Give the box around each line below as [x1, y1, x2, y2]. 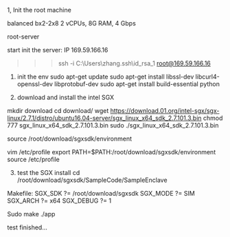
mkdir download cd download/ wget [7, 107, 109, 114]
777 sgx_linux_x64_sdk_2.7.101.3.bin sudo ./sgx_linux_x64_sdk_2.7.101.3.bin [7, 121, 219, 130]
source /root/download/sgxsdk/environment [7, 134, 133, 143]
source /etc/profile [7, 155, 60, 163]
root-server [7, 32, 40, 41]
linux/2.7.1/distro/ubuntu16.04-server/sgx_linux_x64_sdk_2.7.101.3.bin [7, 114, 202, 122]
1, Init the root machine [7, 6, 72, 14]
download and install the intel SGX [16, 93, 115, 101]
